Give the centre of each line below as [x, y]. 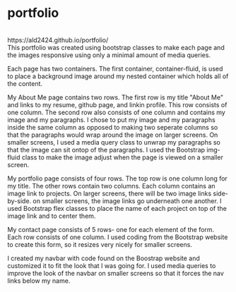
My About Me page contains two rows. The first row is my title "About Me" [116, 97]
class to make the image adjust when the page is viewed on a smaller [123, 157]
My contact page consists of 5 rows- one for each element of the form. [111, 229]
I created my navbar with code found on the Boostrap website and [104, 258]
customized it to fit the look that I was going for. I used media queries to [112, 265]
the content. [25, 83]
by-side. [19, 201]
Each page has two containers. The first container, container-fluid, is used [115, 68]
